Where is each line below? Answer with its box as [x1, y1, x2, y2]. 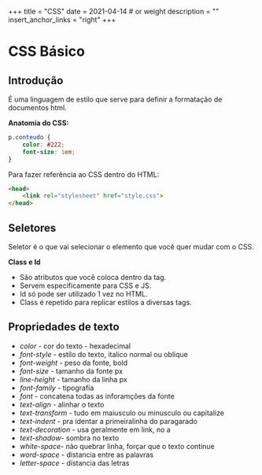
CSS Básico [8, 42, 85, 61]
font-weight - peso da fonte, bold [19, 358, 128, 367]
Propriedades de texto [8, 320, 120, 333]
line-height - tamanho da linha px [19, 374, 127, 384]
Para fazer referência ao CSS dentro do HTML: [8, 169, 160, 179]
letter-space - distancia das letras [19, 458, 130, 467]
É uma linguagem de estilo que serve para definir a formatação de [8, 94, 223, 104]
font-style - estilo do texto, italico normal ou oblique [19, 349, 189, 359]
